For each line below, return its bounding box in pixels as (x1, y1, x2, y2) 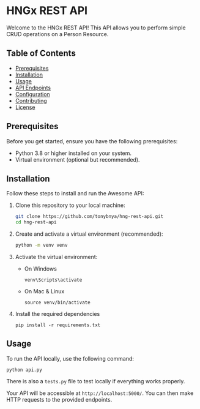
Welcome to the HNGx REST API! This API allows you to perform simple (6, 24, 186, 31)
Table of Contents (6, 48, 76, 59)
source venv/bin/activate (24, 299, 91, 306)
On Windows (24, 265, 57, 272)
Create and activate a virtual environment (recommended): (15, 230, 163, 238)
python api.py (6, 367, 43, 373)
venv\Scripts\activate (24, 277, 83, 283)
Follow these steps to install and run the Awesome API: (6, 190, 144, 197)
